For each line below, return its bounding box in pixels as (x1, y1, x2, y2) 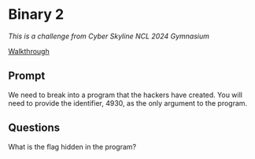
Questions (8, 121, 61, 135)
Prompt (8, 69, 46, 83)
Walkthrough (8, 46, 50, 56)
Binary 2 (8, 5, 65, 23)
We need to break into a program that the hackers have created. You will (8, 90, 242, 99)
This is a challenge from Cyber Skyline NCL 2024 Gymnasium (8, 31, 210, 41)
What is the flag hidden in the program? (8, 142, 136, 151)
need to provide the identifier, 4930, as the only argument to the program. (8, 98, 248, 107)
